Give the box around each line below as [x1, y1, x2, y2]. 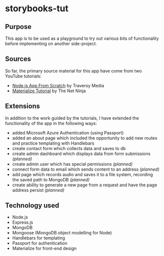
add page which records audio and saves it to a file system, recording [12, 171, 153, 177]
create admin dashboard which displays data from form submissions [12, 151, 151, 156]
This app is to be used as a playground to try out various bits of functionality [5, 35, 159, 41]
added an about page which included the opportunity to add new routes [12, 135, 158, 141]
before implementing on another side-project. [5, 41, 97, 47]
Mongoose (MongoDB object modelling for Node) [12, 230, 112, 236]
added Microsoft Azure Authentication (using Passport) [12, 129, 124, 135]
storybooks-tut [5, 3, 69, 14]
